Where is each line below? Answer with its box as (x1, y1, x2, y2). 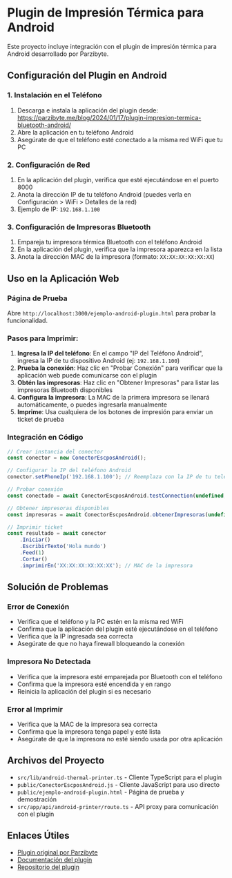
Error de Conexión (7, 602, 70, 612)
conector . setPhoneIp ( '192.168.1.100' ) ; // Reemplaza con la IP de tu (7, 474, 212, 480)
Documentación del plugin (17, 855, 93, 864)
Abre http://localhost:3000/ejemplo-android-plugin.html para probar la (7, 309, 216, 317)
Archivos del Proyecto (7, 754, 105, 767)
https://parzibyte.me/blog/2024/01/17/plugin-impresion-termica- (17, 113, 202, 121)
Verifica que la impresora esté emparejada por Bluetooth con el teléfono (17, 672, 222, 681)
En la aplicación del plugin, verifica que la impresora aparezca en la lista (17, 245, 222, 253)
